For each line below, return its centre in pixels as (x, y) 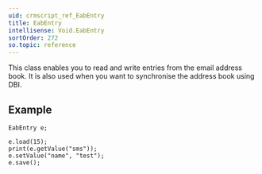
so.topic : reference (42, 45)
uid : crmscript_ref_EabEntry (56, 15)
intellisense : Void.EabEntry (56, 30)
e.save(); (25, 162)
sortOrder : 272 (33, 38)
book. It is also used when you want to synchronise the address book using (131, 76)
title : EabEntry (35, 23)
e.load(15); (28, 141)
